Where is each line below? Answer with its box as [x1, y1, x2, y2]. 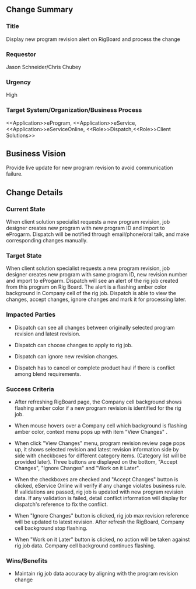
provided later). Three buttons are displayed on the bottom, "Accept [14, 458, 178, 465]
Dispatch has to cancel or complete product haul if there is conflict [14, 364, 175, 371]
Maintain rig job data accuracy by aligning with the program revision [14, 570, 178, 577]
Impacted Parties [6, 310, 56, 319]
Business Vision [6, 149, 66, 159]
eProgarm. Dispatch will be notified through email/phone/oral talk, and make [6, 231, 190, 238]
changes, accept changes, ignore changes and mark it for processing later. [6, 296, 187, 303]
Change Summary [6, 5, 73, 15]
